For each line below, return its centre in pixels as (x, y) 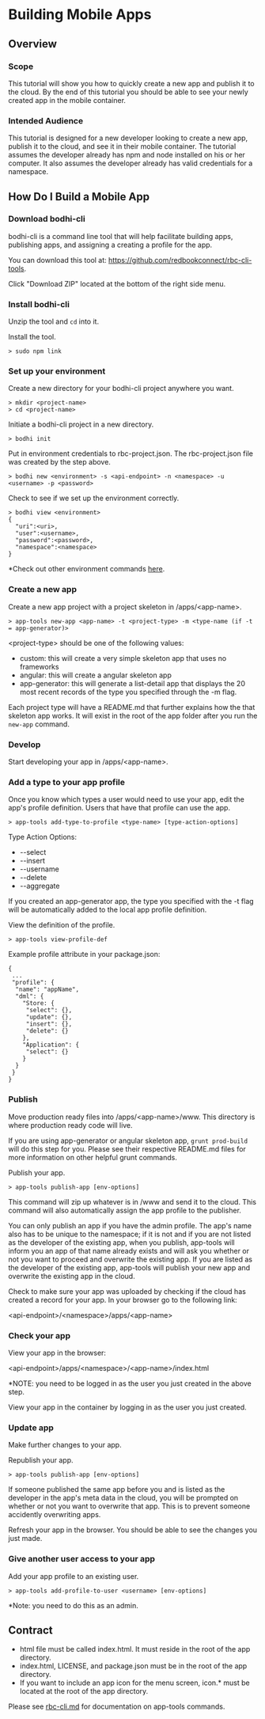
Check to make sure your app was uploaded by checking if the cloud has (127, 1291)
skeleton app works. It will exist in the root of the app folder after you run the (133, 715)
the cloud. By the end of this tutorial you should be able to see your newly (129, 92)
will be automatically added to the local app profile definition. (108, 910)
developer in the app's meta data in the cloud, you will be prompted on (123, 1498)
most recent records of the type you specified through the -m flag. (128, 692)
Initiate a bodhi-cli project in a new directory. (81, 424)
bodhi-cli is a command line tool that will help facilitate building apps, (121, 236)
